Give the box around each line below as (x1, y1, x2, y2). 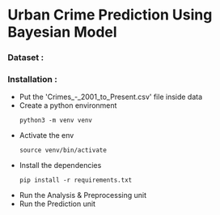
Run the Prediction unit (19, 199, 96, 209)
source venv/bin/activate (19, 146, 107, 155)
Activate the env (19, 131, 74, 140)
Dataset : (7, 52, 44, 63)
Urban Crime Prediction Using (7, 6, 213, 24)
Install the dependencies (19, 161, 102, 170)
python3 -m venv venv (19, 116, 92, 125)
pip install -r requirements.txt (19, 176, 133, 184)
